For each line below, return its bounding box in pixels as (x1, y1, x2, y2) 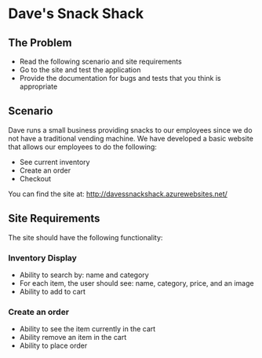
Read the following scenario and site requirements (19, 57, 182, 66)
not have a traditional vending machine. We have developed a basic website (8, 133, 253, 143)
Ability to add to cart (19, 287, 86, 296)
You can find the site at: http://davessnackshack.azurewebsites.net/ (8, 189, 227, 199)
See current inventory (19, 157, 90, 166)
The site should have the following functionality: (8, 232, 163, 242)
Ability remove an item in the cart (19, 333, 127, 342)
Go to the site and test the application (19, 65, 141, 75)
